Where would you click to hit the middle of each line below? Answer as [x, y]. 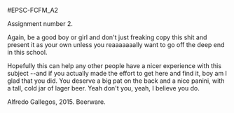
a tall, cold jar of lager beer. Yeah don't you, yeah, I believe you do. [103, 88]
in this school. [27, 52]
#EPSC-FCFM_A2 [33, 10]
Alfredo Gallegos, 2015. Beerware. [57, 102]
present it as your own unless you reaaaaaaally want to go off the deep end [116, 45]
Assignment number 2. [40, 24]
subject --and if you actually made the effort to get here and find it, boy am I [117, 73]
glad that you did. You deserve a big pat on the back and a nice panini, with [116, 81]
